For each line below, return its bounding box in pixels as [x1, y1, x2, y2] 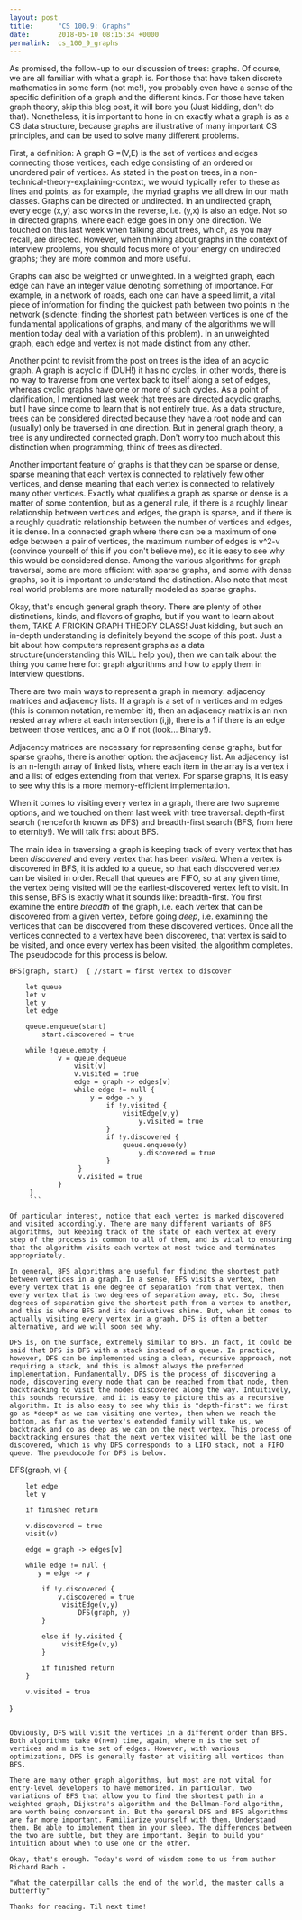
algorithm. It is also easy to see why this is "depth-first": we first [9, 1401, 288, 1411]
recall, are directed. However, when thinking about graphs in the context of [9, 234, 288, 245]
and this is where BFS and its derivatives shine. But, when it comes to [9, 1306, 293, 1316]
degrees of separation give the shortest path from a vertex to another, [9, 1299, 293, 1308]
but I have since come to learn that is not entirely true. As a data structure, [9, 403, 286, 414]
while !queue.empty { [25, 1046, 106, 1055]
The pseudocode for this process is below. [9, 950, 169, 960]
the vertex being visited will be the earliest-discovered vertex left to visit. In [9, 882, 288, 894]
